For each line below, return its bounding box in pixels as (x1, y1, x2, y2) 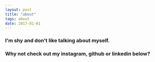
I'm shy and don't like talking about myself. (5, 37, 110, 44)
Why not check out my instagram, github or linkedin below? (5, 50, 151, 57)
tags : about (5, 16, 30, 21)
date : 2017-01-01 (5, 21, 41, 26)
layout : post (5, 7, 32, 12)
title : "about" (5, 12, 36, 17)
